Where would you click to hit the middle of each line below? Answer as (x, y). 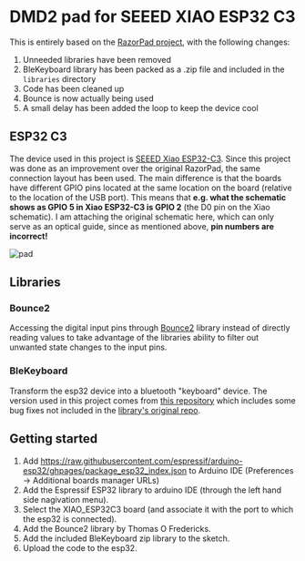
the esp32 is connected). (70, 519)
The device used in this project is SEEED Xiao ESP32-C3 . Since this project (150, 158)
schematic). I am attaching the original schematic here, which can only (142, 217)
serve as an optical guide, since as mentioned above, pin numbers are (142, 226)
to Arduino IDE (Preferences (241, 470)
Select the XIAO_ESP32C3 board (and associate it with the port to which (158, 509)
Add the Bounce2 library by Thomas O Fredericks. (117, 528)
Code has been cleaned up (73, 88)
